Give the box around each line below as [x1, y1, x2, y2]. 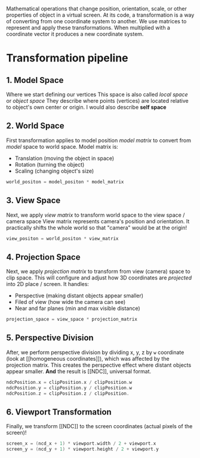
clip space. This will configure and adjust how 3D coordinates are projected [6, 274, 192, 281]
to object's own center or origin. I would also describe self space [6, 104, 167, 110]
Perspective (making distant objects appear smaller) [14, 292, 144, 299]
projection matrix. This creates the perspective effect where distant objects [6, 361, 192, 368]
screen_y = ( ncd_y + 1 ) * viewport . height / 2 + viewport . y [6, 446, 159, 453]
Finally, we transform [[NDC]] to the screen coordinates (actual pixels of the [6, 423, 193, 430]
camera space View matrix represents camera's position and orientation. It [6, 217, 190, 225]
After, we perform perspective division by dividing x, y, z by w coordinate [6, 349, 184, 356]
